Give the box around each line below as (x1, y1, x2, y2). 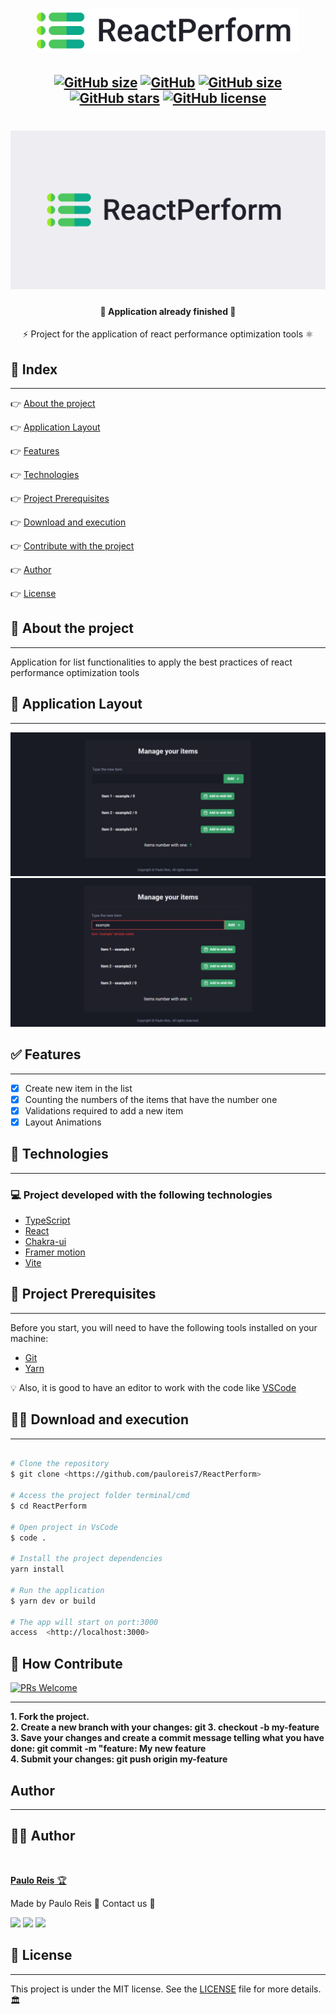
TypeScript (24, 1214, 71, 1226)
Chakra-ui (24, 1235, 67, 1247)
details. (291, 1983, 322, 1995)
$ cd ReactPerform (10, 1501, 87, 1511)
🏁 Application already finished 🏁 (99, 305, 237, 317)
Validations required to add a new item (24, 1104, 184, 1117)
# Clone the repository (10, 1459, 110, 1469)
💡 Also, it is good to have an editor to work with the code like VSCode (10, 1381, 297, 1393)
